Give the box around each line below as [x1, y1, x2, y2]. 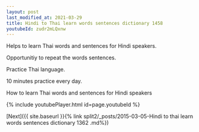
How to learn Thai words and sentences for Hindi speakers [6, 89, 153, 97]
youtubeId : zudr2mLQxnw [6, 25, 66, 32]
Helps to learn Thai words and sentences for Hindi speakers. [6, 42, 157, 50]
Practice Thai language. [6, 66, 65, 73]
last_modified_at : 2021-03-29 [6, 15, 83, 21]
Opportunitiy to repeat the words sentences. [6, 54, 116, 61]
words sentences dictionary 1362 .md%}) [6, 119, 109, 127]
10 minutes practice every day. [6, 78, 83, 85]
